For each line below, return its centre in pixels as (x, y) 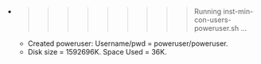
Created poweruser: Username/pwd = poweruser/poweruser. (128, 43)
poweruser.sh (216, 28)
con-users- (213, 20)
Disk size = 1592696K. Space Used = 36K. (97, 52)
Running (208, 11)
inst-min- (238, 11)
